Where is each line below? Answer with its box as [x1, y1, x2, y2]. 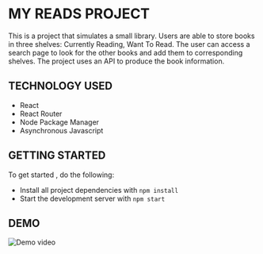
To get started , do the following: [8, 170, 115, 179]
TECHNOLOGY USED [8, 79, 113, 93]
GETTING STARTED [8, 148, 106, 163]
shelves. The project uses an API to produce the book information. [8, 56, 225, 66]
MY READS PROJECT [8, 5, 151, 23]
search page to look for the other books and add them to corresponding [8, 48, 243, 57]
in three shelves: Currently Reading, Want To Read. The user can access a [8, 39, 251, 48]
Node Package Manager [19, 117, 100, 127]
